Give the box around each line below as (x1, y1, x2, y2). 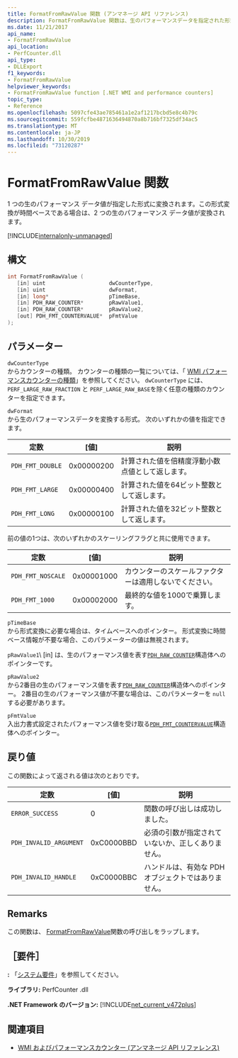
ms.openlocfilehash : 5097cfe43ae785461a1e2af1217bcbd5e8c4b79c (7, 109, 198, 116)
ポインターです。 (7, 659, 57, 668)
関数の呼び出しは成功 (144, 804, 215, 814)
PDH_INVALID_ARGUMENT (11, 838, 84, 847)
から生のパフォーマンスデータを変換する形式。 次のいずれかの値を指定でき (7, 415, 227, 423)
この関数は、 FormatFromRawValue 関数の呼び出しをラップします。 (7, 928, 203, 936)
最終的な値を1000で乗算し (124, 590, 215, 600)
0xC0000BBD (90, 838, 137, 848)
